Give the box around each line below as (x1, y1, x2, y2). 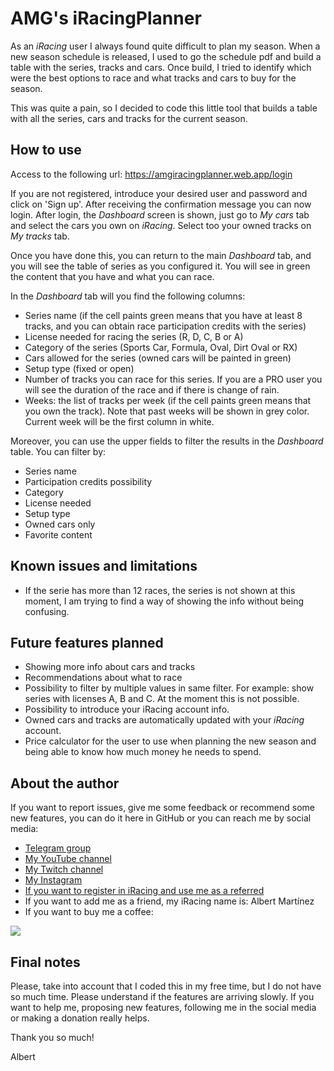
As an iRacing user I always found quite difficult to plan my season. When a (10, 40, 321, 52)
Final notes (10, 953, 81, 971)
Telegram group (24, 842, 92, 854)
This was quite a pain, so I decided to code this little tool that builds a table (10, 102, 318, 114)
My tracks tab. (10, 230, 70, 242)
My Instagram (24, 874, 83, 886)
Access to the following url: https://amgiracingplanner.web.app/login (10, 168, 293, 180)
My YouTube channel (24, 853, 112, 865)
